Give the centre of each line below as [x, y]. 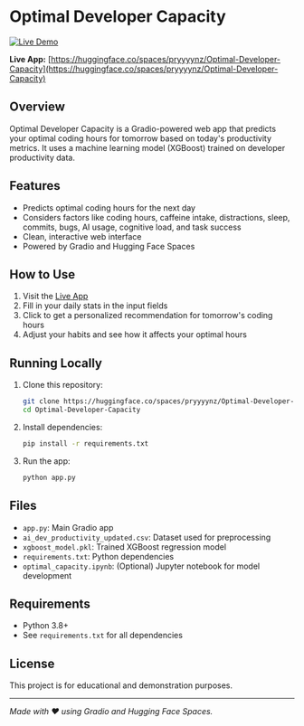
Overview [38, 107]
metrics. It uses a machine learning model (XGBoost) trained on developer [147, 147]
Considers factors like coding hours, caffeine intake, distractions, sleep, [156, 217]
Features [35, 186]
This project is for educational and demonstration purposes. [121, 685]
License [32, 663]
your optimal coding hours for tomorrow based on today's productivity [140, 138]
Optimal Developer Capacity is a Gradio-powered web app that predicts [143, 128]
